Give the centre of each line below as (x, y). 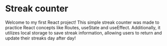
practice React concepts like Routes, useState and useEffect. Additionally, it (83, 27)
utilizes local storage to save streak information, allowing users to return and (83, 33)
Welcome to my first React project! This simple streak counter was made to (82, 22)
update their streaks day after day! (41, 38)
